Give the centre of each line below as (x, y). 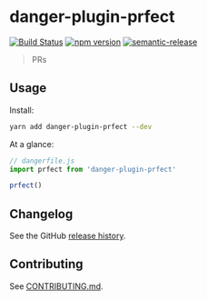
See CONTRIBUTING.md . (56, 286)
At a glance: (32, 144)
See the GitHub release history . (68, 236)
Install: (22, 110)
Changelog (41, 214)
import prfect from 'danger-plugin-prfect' (93, 169)
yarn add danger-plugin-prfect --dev (81, 126)
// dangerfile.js (42, 161)
